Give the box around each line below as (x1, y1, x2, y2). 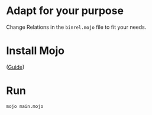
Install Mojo (6, 44, 65, 58)
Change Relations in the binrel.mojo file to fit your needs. (6, 23, 147, 31)
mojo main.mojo (6, 103, 44, 109)
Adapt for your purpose (6, 4, 124, 18)
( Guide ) (6, 63, 25, 70)
